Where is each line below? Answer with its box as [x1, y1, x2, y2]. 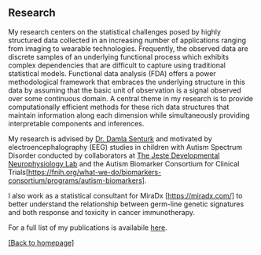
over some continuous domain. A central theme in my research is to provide [8, 93, 254, 103]
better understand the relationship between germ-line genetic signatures [8, 199, 244, 209]
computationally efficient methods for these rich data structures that [8, 102, 230, 111]
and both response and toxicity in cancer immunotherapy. [8, 207, 195, 217]
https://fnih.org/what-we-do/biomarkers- [28, 167, 162, 177]
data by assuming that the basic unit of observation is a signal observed [8, 86, 241, 95]
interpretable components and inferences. [8, 118, 145, 128]
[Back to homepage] [8, 238, 75, 247]
